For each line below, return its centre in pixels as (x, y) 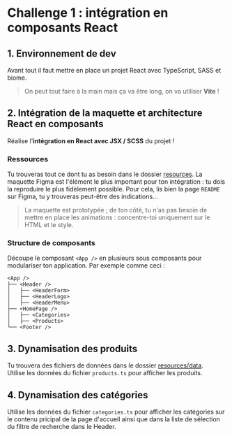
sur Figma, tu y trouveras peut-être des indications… (83, 196)
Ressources (28, 159)
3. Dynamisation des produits (72, 348)
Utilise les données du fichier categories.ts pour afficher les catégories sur (116, 412)
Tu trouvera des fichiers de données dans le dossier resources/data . (106, 365)
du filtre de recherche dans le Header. (62, 427)
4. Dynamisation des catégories (78, 395)
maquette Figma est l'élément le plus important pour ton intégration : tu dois (116, 182)
